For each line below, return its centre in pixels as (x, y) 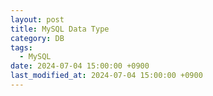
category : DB (37, 38)
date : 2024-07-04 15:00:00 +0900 (80, 66)
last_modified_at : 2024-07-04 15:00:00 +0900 (106, 76)
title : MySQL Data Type (60, 29)
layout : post (37, 19)
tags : (21, 47)
